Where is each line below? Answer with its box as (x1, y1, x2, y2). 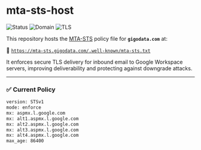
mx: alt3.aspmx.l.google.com (6, 127, 79, 133)
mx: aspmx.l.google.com (6, 110, 66, 116)
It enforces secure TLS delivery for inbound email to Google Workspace (6, 58, 183, 65)
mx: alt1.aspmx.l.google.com (6, 115, 79, 122)
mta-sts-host (6, 4, 74, 17)
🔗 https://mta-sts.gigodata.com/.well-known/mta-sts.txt (6, 46, 151, 54)
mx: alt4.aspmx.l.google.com (6, 133, 79, 139)
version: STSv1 (6, 99, 44, 105)
